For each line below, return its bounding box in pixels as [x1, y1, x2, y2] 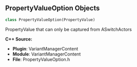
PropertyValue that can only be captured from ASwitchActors [5, 26, 132, 32]
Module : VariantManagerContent [12, 51, 81, 57]
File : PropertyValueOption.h [12, 56, 70, 62]
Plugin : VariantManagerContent [12, 45, 79, 51]
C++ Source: [5, 36, 33, 42]
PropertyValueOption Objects [5, 4, 100, 12]
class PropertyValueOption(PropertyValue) [5, 17, 95, 22]
